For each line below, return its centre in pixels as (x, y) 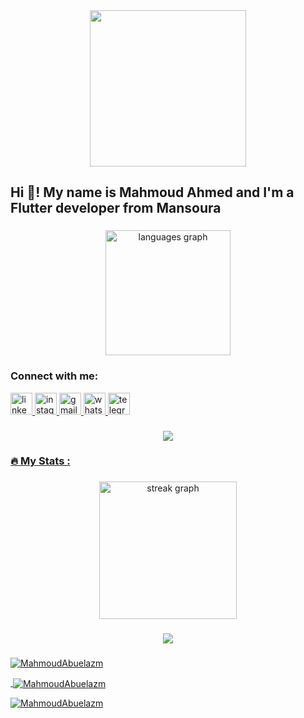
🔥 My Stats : (40, 461)
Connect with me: (54, 376)
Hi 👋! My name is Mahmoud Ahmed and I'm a (152, 192)
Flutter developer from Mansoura (116, 208)
